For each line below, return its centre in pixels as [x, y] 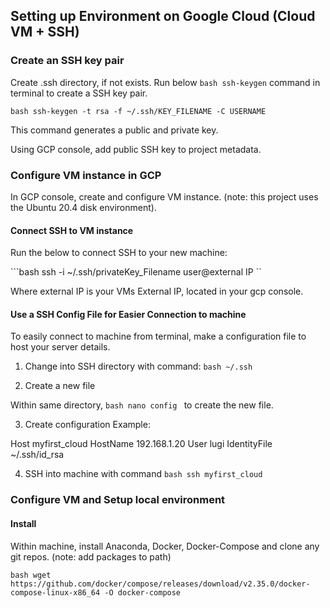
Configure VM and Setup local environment [118, 500]
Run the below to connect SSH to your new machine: [119, 253]
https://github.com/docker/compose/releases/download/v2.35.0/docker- [160, 584]
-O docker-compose [143, 592]
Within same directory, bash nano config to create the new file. [142, 405]
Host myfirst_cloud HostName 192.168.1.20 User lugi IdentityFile [141, 444]
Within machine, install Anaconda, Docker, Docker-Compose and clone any [165, 546]
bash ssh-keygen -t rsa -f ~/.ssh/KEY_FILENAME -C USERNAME [138, 111]
